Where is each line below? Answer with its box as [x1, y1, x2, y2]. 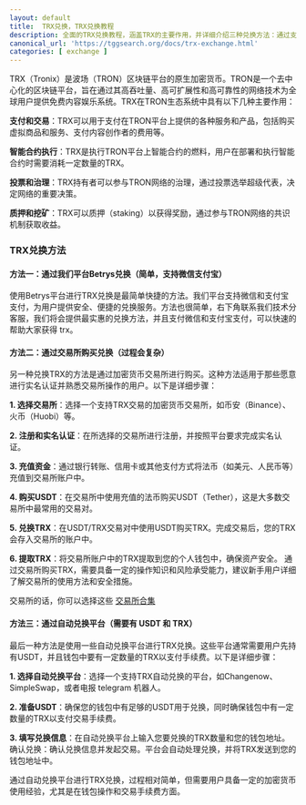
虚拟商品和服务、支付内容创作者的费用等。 [9, 127, 169, 138]
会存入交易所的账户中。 [9, 534, 97, 545]
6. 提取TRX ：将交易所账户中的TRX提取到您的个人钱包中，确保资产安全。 [9, 553, 282, 565]
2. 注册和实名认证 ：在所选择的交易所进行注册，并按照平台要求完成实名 [9, 430, 275, 442]
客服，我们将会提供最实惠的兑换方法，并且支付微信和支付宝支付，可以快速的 [9, 313, 297, 324]
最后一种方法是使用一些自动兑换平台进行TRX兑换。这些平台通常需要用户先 [9, 639, 289, 651]
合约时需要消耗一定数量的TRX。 [9, 158, 129, 168]
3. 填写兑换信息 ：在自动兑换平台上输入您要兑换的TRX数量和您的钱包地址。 [9, 732, 290, 743]
